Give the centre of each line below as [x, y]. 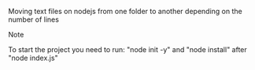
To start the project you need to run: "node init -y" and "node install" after [128, 49]
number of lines [33, 19]
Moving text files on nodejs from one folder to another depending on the [125, 11]
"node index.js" [33, 58]
